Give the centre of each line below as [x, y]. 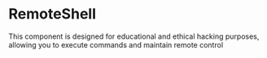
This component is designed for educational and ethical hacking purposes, [134, 36]
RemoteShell [52, 14]
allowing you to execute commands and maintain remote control [116, 44]
